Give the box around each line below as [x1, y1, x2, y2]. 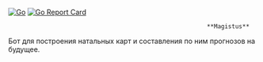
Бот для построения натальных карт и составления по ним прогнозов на [8, 36, 256, 46]
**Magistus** [206, 23, 250, 31]
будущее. [8, 45, 40, 54]
